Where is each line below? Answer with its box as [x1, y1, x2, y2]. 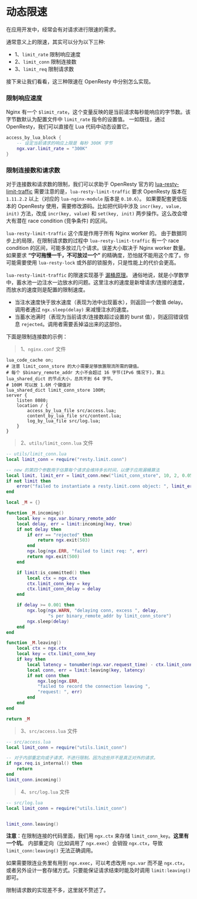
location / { [16, 403, 49, 409]
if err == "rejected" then [27, 532, 93, 538]
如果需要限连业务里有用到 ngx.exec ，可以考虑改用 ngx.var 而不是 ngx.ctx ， [6, 860, 188, 867]
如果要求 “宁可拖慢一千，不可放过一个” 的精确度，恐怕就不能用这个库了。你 [6, 252, 189, 259]
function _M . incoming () [6, 510, 64, 516]
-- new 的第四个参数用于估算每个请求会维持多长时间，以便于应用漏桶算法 [6, 467, 160, 473]
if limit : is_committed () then [16, 569, 91, 575]
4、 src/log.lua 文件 [20, 788, 70, 795]
